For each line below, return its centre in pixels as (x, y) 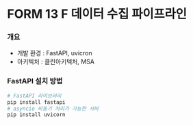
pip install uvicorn (37, 115)
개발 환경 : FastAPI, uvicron (54, 53)
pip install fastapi (37, 102)
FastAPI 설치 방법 (35, 81)
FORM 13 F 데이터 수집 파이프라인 (97, 14)
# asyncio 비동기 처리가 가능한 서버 (53, 109)
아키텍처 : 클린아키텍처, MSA (55, 61)
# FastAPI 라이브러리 (34, 96)
